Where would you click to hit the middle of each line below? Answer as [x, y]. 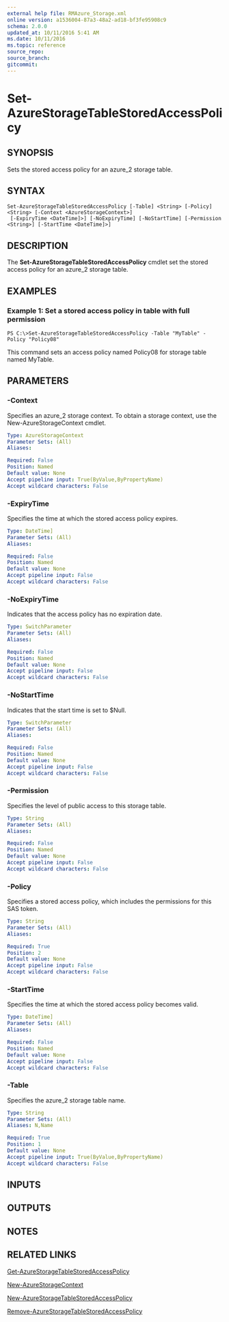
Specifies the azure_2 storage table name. [67, 1100]
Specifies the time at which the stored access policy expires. [93, 518]
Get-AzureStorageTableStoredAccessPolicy [68, 1271]
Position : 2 [24, 953]
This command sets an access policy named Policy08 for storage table [107, 352]
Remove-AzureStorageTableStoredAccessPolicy [75, 1311]
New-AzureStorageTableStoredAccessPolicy [70, 1298]
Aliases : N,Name [30, 1126]
